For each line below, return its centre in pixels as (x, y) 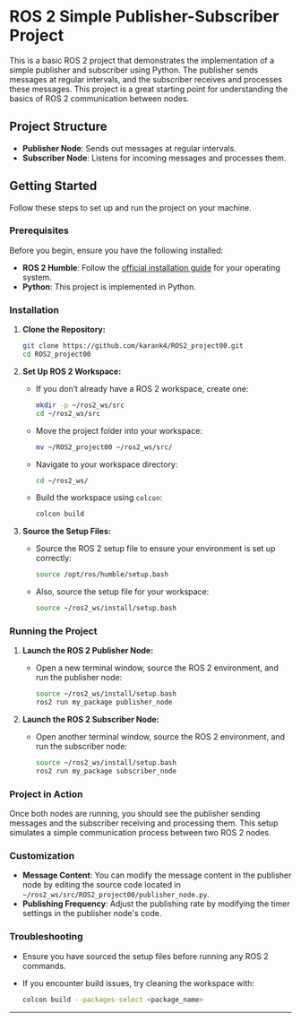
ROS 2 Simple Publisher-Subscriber (144, 17)
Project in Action (46, 793)
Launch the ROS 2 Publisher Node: (88, 651)
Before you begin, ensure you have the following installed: (116, 250)
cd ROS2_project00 (56, 355)
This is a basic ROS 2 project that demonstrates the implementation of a (142, 60)
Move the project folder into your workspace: (119, 430)
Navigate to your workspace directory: (107, 464)
